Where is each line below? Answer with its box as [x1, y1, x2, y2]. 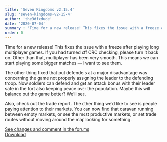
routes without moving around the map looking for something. [5, 117, 132, 122]
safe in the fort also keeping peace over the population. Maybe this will [5, 86, 150, 91]
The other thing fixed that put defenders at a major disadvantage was [5, 70, 148, 75]
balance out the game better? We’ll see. [5, 91, 86, 97]
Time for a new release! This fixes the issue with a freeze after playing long [5, 44, 159, 50]
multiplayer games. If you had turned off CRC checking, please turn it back [5, 49, 159, 55]
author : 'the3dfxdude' [5, 16, 52, 21]
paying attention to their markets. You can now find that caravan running [5, 106, 154, 112]
